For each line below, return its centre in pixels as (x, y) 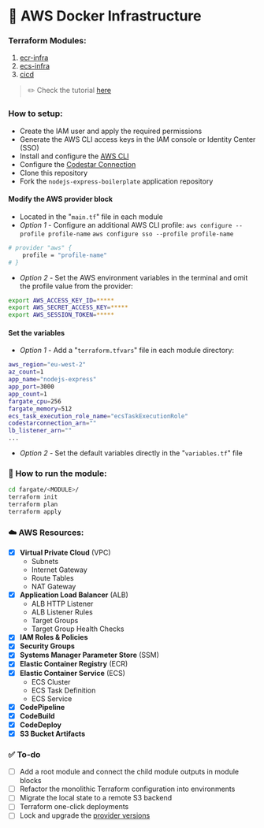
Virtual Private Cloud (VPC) (65, 553)
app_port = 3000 (32, 387)
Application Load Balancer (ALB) (74, 595)
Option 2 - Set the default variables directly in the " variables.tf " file (131, 453)
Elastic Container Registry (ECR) (74, 664)
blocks (30, 781)
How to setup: (35, 113)
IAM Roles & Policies (54, 637)
